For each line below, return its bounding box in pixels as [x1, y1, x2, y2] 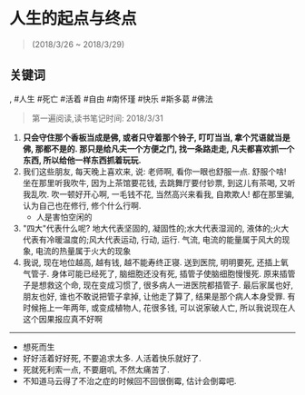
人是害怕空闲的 [35, 211, 93, 222]
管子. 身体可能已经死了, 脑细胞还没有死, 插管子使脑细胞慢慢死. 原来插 [30, 268, 288, 279]
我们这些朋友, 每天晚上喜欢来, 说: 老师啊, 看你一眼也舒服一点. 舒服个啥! [22, 165, 287, 177]
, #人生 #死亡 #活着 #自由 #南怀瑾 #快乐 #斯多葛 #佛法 [9, 93, 213, 104]
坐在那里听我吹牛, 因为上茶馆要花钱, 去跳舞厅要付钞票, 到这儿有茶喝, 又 [22, 177, 288, 188]
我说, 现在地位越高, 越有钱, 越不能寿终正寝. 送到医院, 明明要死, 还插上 [22, 256, 281, 268]
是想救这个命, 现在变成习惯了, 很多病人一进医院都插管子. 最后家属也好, [30, 279, 293, 291]
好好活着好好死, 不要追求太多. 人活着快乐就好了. [22, 352, 202, 363]
